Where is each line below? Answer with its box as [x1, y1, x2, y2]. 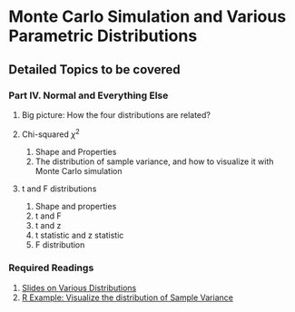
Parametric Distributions [8, 25, 198, 46]
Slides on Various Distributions [21, 282, 137, 293]
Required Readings [8, 261, 94, 274]
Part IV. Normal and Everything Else [8, 89, 169, 102]
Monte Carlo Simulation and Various [8, 6, 287, 27]
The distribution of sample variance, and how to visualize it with [34, 156, 274, 167]
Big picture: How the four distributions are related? [21, 109, 211, 120]
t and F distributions [21, 183, 97, 194]
